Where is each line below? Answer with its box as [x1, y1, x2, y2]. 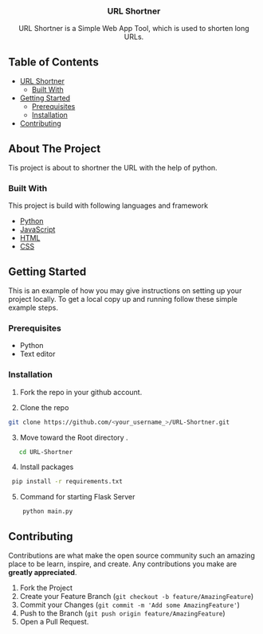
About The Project [8, 142, 101, 155]
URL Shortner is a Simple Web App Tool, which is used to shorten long [18, 24, 249, 33]
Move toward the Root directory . [19, 432, 129, 442]
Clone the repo [19, 402, 69, 412]
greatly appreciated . [8, 567, 77, 577]
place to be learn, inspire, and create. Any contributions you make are [8, 559, 237, 569]
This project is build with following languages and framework [8, 201, 209, 210]
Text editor [19, 349, 56, 359]
